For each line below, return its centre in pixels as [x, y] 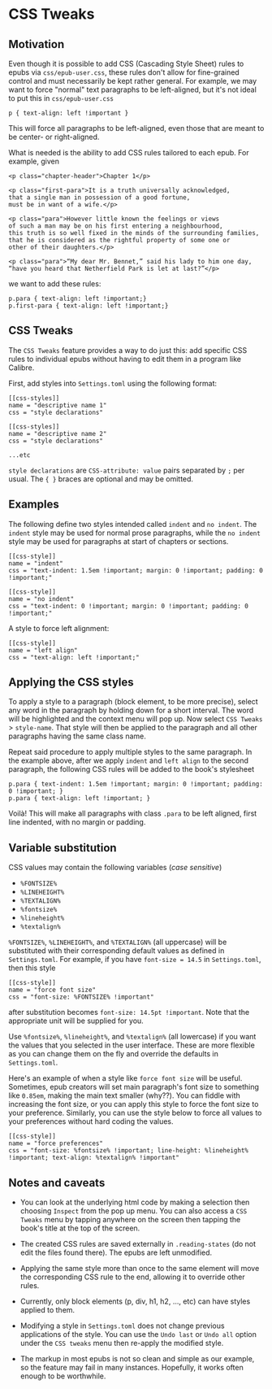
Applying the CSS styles [71, 683]
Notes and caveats [57, 1183]
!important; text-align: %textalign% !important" [94, 1158]
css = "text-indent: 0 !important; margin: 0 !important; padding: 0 [129, 606]
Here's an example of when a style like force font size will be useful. [125, 1078]
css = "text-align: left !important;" [74, 657]
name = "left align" [43, 650]
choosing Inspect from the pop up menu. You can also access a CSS [134, 1211]
